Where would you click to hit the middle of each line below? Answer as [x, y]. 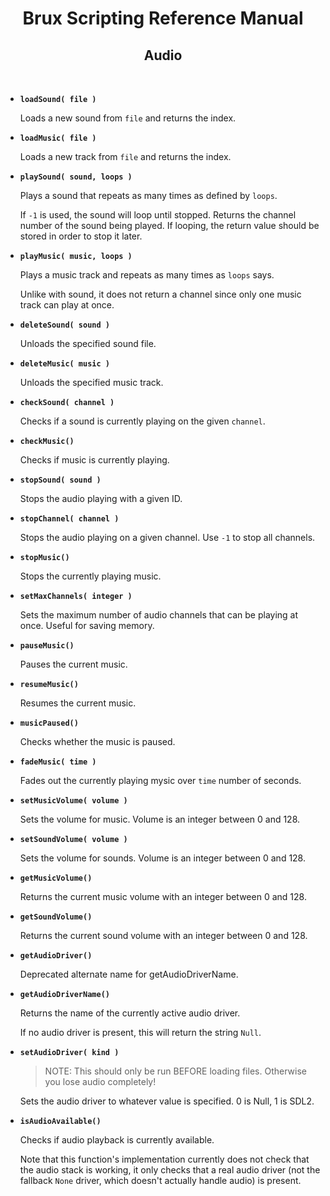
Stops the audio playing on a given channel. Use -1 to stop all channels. [167, 537]
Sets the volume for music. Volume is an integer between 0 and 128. [160, 819]
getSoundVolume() [56, 917]
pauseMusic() [47, 646]
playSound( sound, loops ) [76, 177]
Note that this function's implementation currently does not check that [164, 1159]
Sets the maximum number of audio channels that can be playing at [159, 615]
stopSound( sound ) [60, 480]
